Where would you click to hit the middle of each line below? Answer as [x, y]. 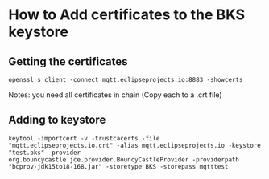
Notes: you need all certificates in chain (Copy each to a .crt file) [116, 95]
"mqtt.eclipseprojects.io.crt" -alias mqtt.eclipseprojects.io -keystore [135, 145]
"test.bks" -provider [45, 153]
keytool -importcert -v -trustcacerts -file [84, 138]
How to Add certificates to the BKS [127, 15]
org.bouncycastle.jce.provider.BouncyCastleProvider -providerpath [124, 159]
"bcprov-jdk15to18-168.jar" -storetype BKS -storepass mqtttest [118, 166]
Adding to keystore [57, 120]
